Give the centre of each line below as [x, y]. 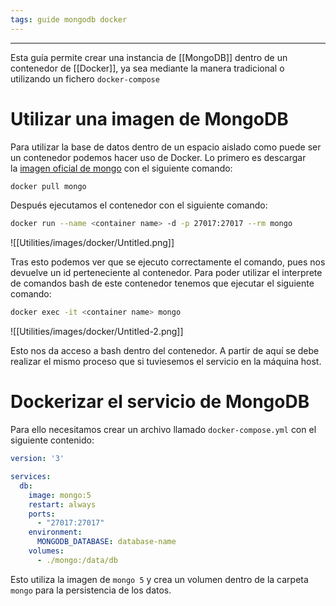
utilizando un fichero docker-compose [85, 78]
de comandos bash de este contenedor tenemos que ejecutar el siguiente [162, 283]
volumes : [46, 551]
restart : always [62, 504]
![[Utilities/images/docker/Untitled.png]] [92, 243]
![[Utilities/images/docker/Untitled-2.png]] [97, 332]
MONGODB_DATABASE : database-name [106, 542]
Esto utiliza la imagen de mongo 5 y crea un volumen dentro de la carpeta [159, 579]
